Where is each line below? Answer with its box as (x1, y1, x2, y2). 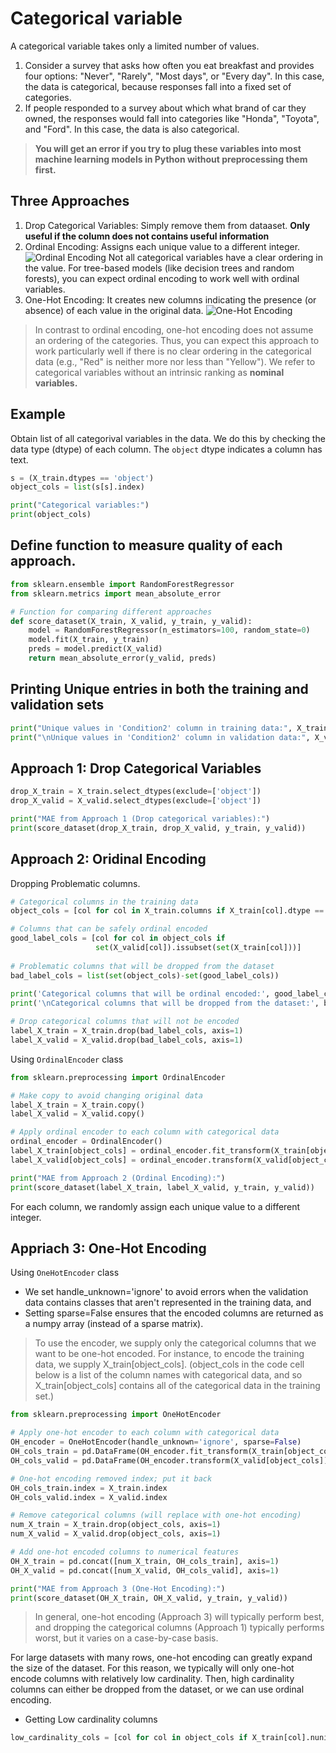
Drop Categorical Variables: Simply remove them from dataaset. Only (24, 219, 311, 231)
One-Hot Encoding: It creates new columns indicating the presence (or (24, 293, 317, 306)
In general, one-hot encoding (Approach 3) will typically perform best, (34, 1611, 325, 1623)
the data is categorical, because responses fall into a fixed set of (24, 80, 292, 92)
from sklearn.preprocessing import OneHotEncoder (10, 1410, 222, 1420)
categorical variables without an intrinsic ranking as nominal (34, 366, 285, 378)
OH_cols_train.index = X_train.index (10, 1483, 168, 1493)
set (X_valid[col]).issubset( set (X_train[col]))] (95, 943, 302, 953)
